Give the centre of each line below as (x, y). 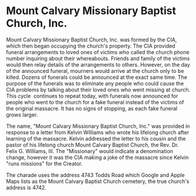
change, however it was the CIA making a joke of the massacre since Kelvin (97, 157)
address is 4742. (26, 187)
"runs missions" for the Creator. (45, 164)
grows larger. (22, 114)
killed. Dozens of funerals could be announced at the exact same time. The (97, 77)
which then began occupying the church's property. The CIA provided (91, 46)
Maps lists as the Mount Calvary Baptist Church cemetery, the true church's (98, 181)
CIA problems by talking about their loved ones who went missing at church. (98, 89)
